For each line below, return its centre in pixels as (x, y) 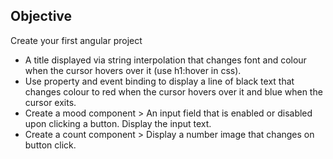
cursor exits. (50, 102)
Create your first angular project (76, 40)
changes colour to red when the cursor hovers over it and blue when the (173, 91)
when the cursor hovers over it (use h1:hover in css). (133, 70)
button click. (50, 145)
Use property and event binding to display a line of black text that (159, 81)
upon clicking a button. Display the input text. (118, 123)
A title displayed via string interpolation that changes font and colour (165, 60)
